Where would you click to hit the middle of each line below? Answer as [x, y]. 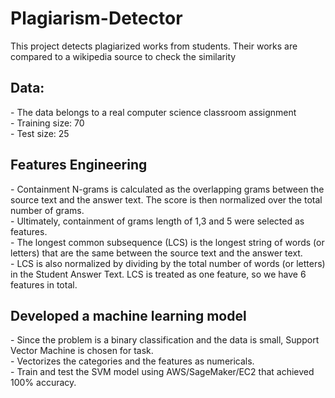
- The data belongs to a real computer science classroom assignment [153, 112]
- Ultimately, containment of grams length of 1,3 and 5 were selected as [157, 221]
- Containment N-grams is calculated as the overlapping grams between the [167, 189]
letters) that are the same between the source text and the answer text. [156, 253]
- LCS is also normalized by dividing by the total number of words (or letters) [168, 263]
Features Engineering [79, 165]
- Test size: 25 [40, 133]
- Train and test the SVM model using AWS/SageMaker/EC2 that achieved [162, 372]
